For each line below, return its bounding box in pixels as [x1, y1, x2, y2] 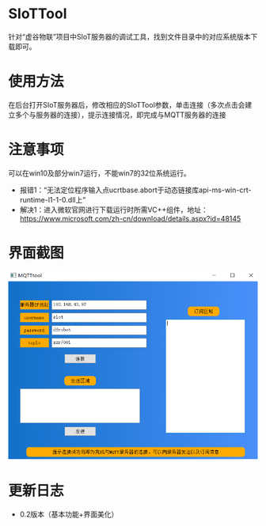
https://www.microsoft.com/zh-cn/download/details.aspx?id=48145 [19, 214, 241, 223]
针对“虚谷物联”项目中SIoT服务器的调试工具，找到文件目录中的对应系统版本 [8, 32, 251, 41]
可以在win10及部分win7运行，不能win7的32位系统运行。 [8, 168, 192, 178]
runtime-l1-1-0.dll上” [19, 195, 86, 204]
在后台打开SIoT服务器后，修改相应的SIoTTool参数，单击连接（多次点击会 [8, 100, 245, 109]
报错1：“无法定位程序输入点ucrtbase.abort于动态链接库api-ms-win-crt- [19, 185, 252, 195]
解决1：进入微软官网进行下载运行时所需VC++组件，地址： [19, 205, 208, 214]
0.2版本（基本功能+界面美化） [19, 509, 119, 519]
